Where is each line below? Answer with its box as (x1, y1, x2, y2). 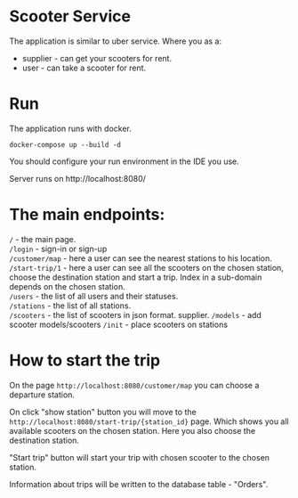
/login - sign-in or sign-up (9, 243, 108, 254)
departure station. (9, 389, 76, 400)
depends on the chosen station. (9, 281, 126, 291)
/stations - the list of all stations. (9, 300, 132, 311)
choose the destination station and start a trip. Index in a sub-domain (9, 272, 262, 282)
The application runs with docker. (9, 123, 132, 134)
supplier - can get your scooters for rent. (21, 53, 172, 63)
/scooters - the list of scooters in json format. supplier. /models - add (9, 309, 262, 320)
